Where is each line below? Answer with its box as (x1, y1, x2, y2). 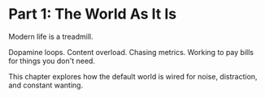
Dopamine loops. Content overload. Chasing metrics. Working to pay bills (8, 47, 254, 57)
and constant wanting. (8, 80, 84, 90)
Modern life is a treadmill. (8, 32, 93, 41)
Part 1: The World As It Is (8, 5, 177, 23)
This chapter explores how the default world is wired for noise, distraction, (8, 71, 258, 81)
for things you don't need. (8, 56, 96, 66)
